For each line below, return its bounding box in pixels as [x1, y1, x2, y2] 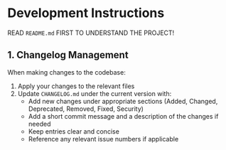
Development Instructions [7, 5, 165, 21]
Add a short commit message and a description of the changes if [28, 112, 219, 120]
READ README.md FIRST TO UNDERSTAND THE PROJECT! [7, 28, 175, 37]
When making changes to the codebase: [7, 68, 126, 76]
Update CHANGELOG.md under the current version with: [17, 89, 172, 97]
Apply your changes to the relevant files [17, 82, 135, 90]
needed [28, 119, 51, 128]
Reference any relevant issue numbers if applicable [28, 134, 179, 143]
